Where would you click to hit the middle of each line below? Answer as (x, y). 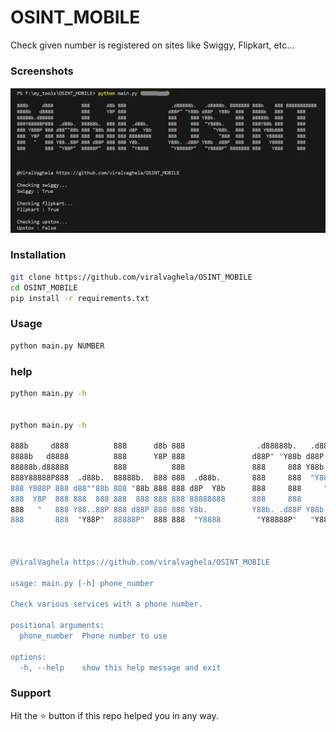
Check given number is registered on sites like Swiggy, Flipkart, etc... (152, 45)
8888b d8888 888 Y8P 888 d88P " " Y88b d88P (167, 457)
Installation (38, 255)
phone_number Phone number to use (93, 636)
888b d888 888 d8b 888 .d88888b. (154, 446)
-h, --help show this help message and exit (120, 667)
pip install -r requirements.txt (80, 298)
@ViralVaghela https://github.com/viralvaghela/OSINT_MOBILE (140, 562)
